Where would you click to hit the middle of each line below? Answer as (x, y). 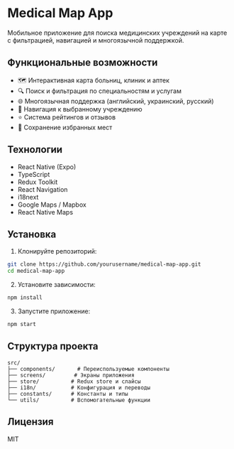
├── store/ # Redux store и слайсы (74, 382)
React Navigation (43, 189)
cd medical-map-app (36, 271)
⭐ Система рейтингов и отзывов (66, 117)
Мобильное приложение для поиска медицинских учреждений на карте (117, 33)
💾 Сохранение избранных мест (65, 127)
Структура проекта (53, 346)
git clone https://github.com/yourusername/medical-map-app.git (104, 264)
